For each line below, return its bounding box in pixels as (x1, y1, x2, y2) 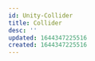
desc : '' (8, 26, 38, 34)
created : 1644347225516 (8, 41, 88, 49)
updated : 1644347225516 (8, 33, 88, 42)
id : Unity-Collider (8, 11, 73, 20)
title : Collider (8, 19, 62, 27)
